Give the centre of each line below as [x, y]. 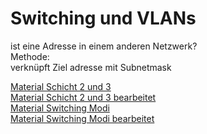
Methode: [30, 56]
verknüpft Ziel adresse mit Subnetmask [91, 67]
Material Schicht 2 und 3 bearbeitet [83, 97]
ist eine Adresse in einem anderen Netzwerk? [104, 46]
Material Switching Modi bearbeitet [82, 118]
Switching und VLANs [103, 18]
